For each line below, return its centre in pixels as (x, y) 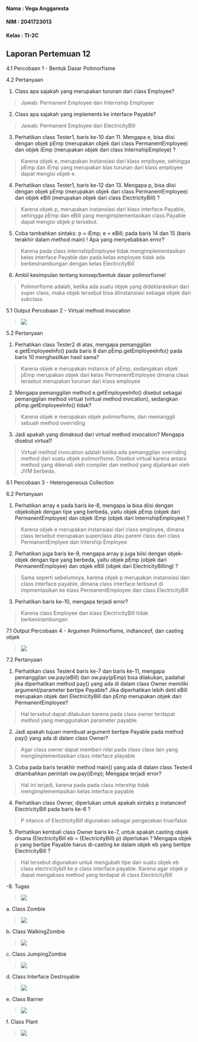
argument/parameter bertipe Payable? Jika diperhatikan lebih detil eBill (101, 690)
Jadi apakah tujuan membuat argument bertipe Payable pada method (99, 731)
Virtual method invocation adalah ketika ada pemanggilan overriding (103, 452)
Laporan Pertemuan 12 (48, 54)
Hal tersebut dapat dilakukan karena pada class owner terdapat (98, 714)
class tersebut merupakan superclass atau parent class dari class (100, 535)
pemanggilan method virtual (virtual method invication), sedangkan (96, 399)
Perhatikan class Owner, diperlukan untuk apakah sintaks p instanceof (100, 802)
